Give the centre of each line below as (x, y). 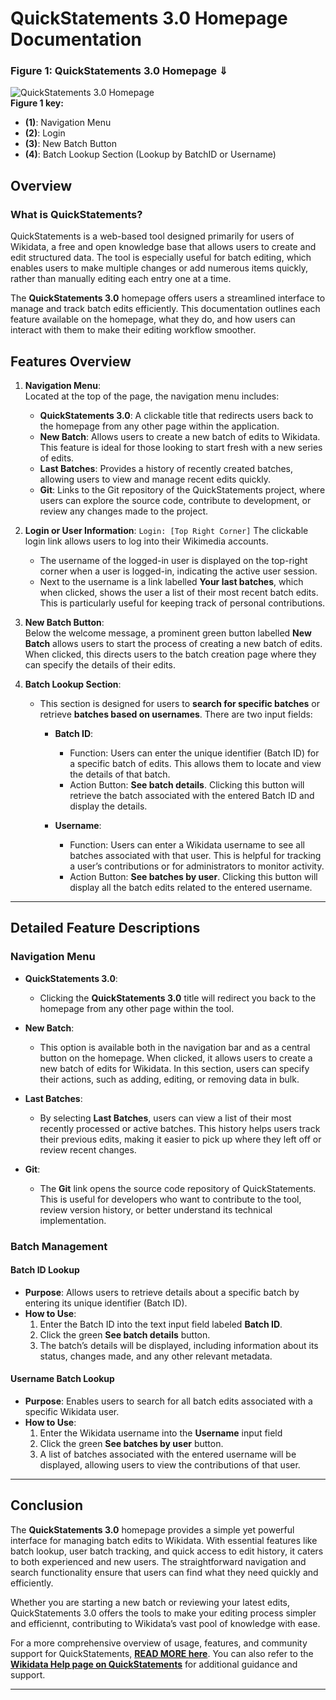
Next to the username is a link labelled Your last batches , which (171, 581)
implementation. (73, 1220)
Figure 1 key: (37, 103)
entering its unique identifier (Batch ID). (106, 1303)
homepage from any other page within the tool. (137, 1008)
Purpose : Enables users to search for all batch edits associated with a (168, 1401)
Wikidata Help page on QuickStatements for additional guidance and (154, 1664)
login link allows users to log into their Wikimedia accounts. (146, 541)
